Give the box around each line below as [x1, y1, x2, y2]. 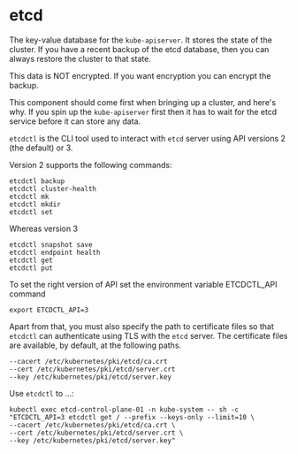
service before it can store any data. [9, 116, 141, 127]
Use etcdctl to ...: [9, 388, 74, 398]
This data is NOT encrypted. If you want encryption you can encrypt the [9, 70, 271, 81]
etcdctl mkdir [9, 200, 62, 209]
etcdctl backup [9, 176, 65, 186]
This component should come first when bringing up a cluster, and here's [9, 96, 277, 107]
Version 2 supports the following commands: [9, 159, 172, 170]
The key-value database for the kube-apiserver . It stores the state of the [9, 35, 272, 45]
